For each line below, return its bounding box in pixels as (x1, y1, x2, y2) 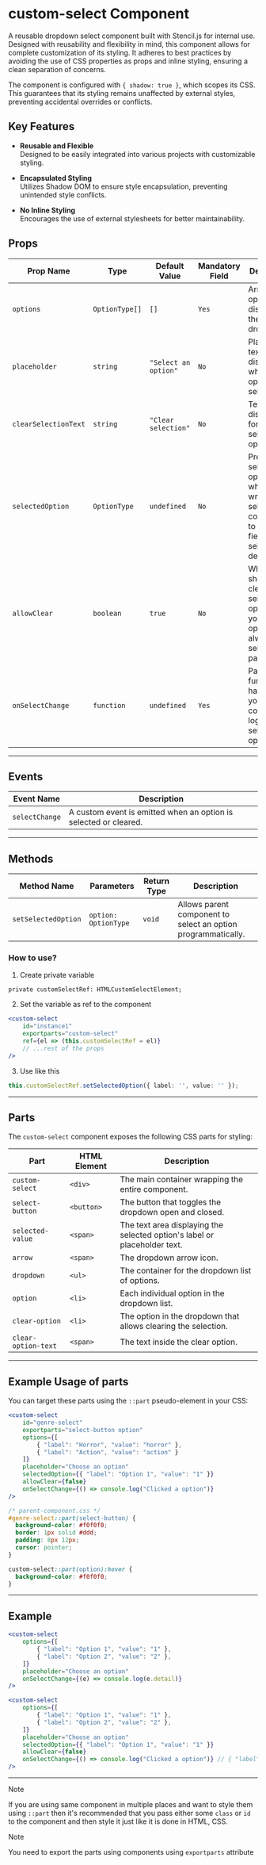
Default (155, 260, 184, 271)
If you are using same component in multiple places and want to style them (8, 1800, 253, 1809)
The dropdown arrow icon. (120, 1252, 219, 1263)
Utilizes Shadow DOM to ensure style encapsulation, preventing (19, 182, 228, 191)
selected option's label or (120, 1230, 215, 1241)
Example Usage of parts (8, 1375, 129, 1388)
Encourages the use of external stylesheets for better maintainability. (19, 213, 245, 223)
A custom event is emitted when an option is (68, 806, 234, 818)
